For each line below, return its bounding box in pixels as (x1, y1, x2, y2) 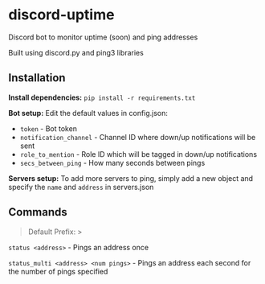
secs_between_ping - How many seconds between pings (19, 158, 206, 167)
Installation (8, 71, 66, 85)
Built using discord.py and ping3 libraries (8, 47, 145, 57)
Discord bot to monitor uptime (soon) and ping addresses (8, 32, 198, 42)
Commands (8, 205, 68, 219)
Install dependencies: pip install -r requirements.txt (8, 93, 196, 102)
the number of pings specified (8, 266, 108, 276)
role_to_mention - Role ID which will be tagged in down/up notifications (19, 149, 258, 158)
